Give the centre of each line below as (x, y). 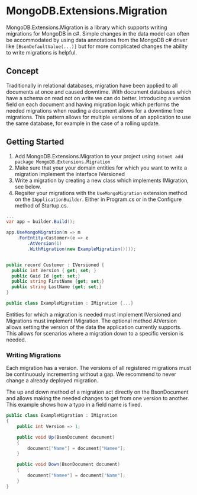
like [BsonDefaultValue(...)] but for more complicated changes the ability (97, 46)
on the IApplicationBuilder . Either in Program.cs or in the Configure (98, 199)
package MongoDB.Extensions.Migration (62, 162)
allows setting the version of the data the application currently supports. (94, 327)
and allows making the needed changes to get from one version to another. (98, 398)
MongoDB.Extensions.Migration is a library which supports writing (87, 27)
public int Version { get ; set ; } (54, 270)
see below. (28, 186)
